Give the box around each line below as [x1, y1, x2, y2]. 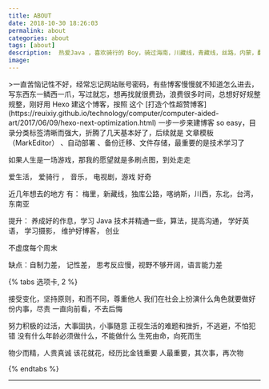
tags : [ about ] [8, 42, 56, 50]
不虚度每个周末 [8, 243, 58, 252]
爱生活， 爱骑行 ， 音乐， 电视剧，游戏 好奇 [8, 171, 152, 181]
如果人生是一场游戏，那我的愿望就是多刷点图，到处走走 [8, 154, 191, 164]
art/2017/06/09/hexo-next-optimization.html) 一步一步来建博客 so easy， [8, 118, 250, 127]
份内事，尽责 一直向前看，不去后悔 [8, 303, 122, 313]
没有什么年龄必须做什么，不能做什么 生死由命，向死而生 [17, 331, 202, 340]
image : [8, 57, 30, 65]
